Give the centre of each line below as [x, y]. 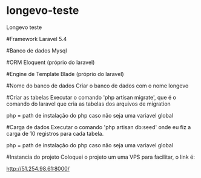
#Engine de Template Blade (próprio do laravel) [65, 74]
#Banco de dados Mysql [37, 50]
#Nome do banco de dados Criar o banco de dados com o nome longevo [97, 86]
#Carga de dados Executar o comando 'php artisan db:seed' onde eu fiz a [99, 127]
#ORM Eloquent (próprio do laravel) [51, 62]
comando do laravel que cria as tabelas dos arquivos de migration [88, 104]
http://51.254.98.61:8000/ [38, 168]
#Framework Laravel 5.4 [37, 39]
